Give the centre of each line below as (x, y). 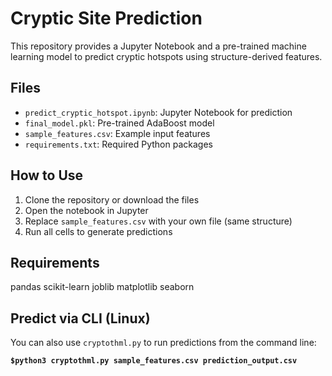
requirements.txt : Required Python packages (118, 144)
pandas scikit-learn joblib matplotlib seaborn (102, 287)
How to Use (47, 175)
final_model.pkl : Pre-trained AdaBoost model (119, 123)
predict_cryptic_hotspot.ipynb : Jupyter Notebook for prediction (158, 112)
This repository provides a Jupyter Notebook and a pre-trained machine (158, 46)
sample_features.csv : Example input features (117, 133)
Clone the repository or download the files (112, 199)
